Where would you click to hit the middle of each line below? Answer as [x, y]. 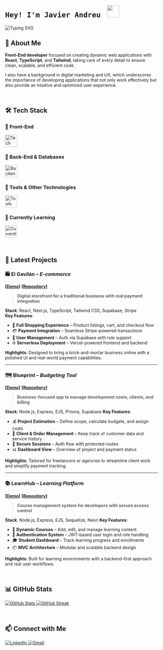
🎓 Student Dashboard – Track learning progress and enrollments [78, 540]
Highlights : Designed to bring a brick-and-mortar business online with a [77, 353]
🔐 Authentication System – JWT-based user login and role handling [80, 535]
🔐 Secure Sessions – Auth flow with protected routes [65, 444]
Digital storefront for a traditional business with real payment [80, 296]
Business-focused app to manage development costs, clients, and [85, 397]
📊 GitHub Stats [29, 589]
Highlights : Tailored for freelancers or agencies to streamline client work [78, 461]
